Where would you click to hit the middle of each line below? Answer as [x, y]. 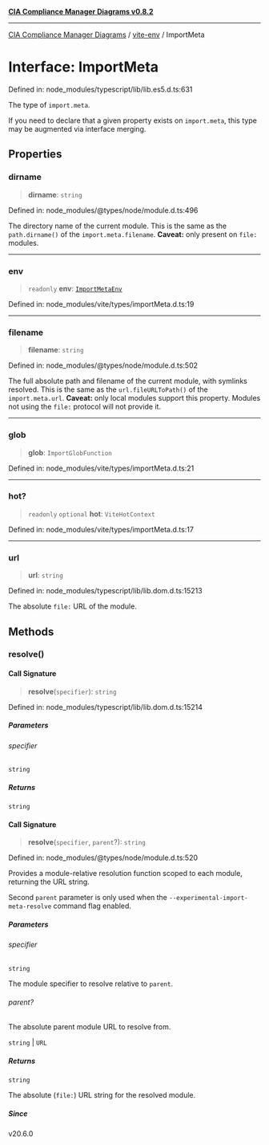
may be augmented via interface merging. [77, 128]
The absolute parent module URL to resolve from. [90, 1027]
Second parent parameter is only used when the [88, 898]
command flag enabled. [92, 906]
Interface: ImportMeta [83, 67]
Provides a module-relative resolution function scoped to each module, [125, 874]
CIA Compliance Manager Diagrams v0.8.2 [81, 12]
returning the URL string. [49, 882]
